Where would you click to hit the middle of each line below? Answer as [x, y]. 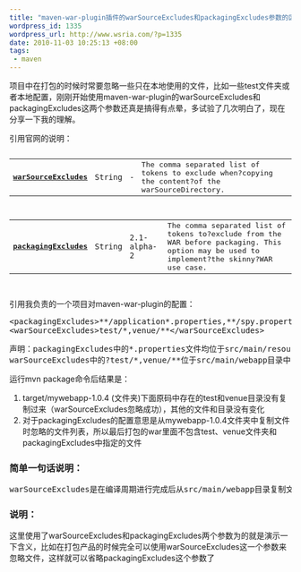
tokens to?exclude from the [224, 234]
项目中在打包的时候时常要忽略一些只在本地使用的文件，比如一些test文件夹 [146, 85]
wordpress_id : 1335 [46, 26]
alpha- [143, 246]
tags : [19, 51]
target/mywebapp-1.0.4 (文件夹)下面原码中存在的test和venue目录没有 [150, 397]
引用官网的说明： [41, 138]
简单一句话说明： [46, 468]
